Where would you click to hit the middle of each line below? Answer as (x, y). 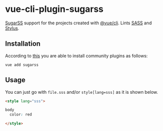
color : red (21, 115)
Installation (23, 44)
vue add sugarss (22, 65)
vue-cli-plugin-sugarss (54, 9)
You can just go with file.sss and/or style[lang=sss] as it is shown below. (82, 92)
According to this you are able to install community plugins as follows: (76, 56)
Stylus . (12, 28)
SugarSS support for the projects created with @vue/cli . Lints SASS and (79, 23)
